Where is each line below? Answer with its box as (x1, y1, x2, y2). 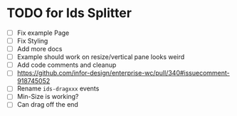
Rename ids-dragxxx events (16, 84, 100, 93)
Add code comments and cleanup (16, 60, 117, 69)
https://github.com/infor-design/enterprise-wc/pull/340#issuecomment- (16, 69, 231, 78)
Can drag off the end (16, 100, 79, 109)
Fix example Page (16, 28, 70, 37)
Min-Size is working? (16, 93, 79, 101)
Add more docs (16, 45, 63, 53)
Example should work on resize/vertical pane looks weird (16, 53, 185, 61)
